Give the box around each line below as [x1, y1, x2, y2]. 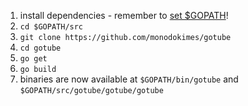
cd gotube [19, 43, 62, 53]
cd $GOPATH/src [19, 22, 84, 32]
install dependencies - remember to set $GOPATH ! [19, 10, 229, 21]
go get [19, 54, 48, 64]
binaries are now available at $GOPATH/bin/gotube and [19, 73, 239, 85]
